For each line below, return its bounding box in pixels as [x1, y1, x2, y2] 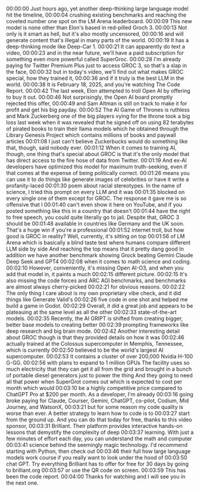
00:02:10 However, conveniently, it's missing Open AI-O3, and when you [6, 264, 184, 271]
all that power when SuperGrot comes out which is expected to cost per [6, 378, 183, 385]
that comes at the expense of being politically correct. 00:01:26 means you [6, 170, 190, 176]
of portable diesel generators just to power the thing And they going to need [6, 372, 193, 379]
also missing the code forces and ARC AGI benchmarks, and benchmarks [6, 277, 186, 284]
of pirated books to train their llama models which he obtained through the [6, 125, 189, 132]
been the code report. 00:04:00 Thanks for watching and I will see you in [6, 473, 186, 480]
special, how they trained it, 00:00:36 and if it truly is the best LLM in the [6, 74, 185, 82]
